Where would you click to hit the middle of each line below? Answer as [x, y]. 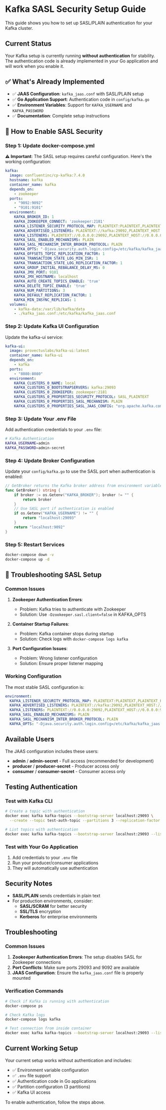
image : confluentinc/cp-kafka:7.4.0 [47, 175]
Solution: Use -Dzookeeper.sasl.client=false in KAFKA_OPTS [83, 614]
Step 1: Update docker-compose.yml [50, 146]
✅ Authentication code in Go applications [54, 1081]
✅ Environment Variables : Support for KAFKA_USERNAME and [72, 105]
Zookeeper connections [37, 962]
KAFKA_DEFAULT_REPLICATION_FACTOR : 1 [53, 295]
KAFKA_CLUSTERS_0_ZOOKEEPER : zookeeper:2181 [61, 392]
